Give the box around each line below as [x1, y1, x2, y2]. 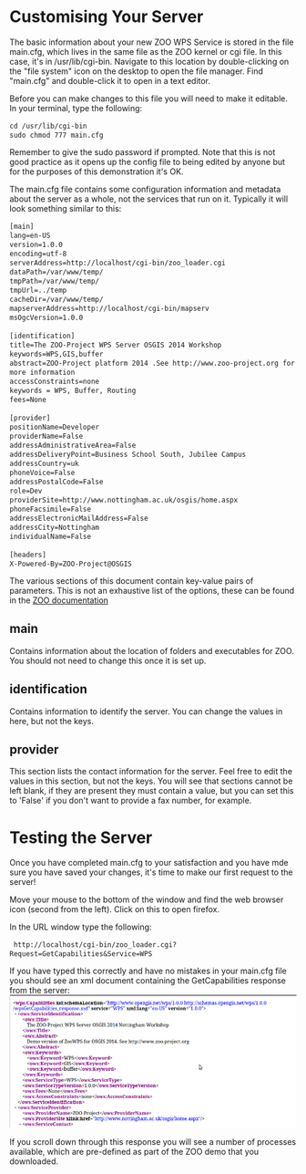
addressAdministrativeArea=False [9, 441, 137, 450]
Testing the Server [9, 827, 153, 847]
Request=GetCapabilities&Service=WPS [9, 950, 153, 959]
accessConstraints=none [9, 377, 100, 386]
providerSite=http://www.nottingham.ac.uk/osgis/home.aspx [9, 495, 239, 504]
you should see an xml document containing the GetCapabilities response [9, 975, 287, 986]
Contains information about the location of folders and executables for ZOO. [9, 645, 294, 656]
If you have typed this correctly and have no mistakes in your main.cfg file [9, 965, 287, 977]
